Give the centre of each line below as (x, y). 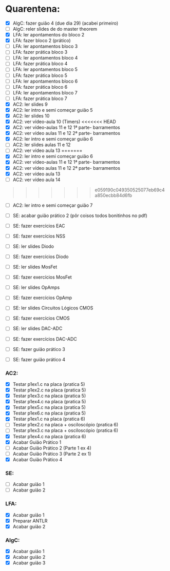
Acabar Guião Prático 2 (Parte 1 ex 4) (52, 448)
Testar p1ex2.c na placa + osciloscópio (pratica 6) (65, 425)
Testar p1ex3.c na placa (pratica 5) (49, 396)
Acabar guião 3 (29, 563)
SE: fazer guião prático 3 (39, 349)
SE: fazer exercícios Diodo (41, 257)
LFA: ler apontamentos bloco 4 (45, 58)
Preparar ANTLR (30, 521)
